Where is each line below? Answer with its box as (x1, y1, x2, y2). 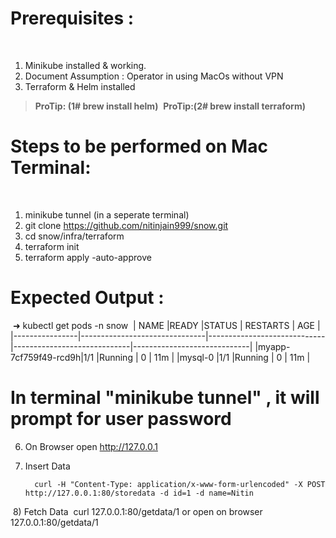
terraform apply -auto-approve (24, 251, 152, 263)
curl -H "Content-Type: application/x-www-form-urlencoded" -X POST (34, 479, 326, 489)
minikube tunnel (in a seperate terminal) (24, 208, 190, 221)
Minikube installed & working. (24, 59, 147, 71)
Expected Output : (10, 287, 165, 309)
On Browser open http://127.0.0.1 (24, 440, 158, 452)
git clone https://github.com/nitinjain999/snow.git (24, 219, 229, 231)
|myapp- (254, 340, 291, 352)
